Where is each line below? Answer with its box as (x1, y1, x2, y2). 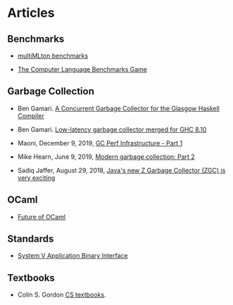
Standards (7, 233, 54, 245)
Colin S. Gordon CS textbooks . (17, 290, 106, 299)
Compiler (17, 111, 44, 120)
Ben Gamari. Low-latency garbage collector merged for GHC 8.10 (17, 125, 207, 134)
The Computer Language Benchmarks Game (17, 65, 148, 73)
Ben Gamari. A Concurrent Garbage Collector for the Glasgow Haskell (17, 104, 220, 112)
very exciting (17, 174, 56, 182)
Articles (7, 5, 55, 21)
